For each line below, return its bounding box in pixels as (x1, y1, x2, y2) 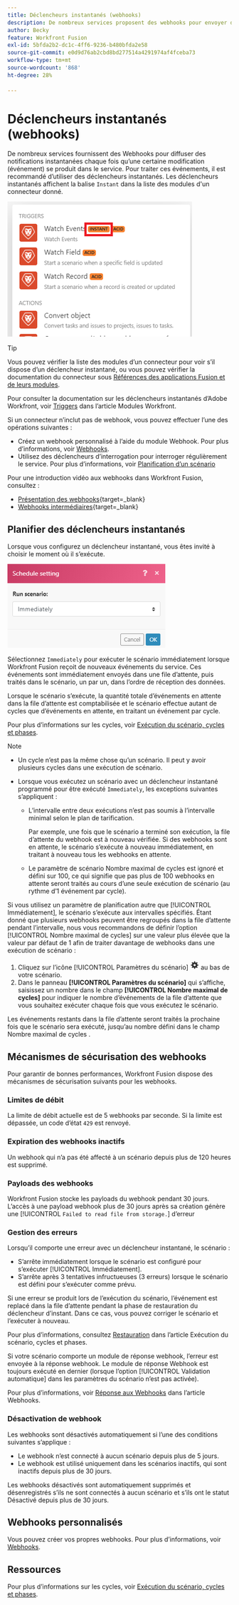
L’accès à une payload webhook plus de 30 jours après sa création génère (7, 1202, 225, 1211)
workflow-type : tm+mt (7, 57, 72, 64)
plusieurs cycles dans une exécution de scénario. (17, 763, 163, 772)
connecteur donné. (7, 188, 63, 196)
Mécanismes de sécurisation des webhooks (7, 1051, 207, 1063)
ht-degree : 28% (7, 71, 53, 78)
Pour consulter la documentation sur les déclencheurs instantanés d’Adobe (7, 394, 228, 403)
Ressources (7, 1563, 62, 1576)
